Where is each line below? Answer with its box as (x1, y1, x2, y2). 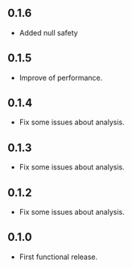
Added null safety (19, 27, 78, 37)
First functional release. (19, 252, 98, 262)
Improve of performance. (19, 73, 103, 82)
